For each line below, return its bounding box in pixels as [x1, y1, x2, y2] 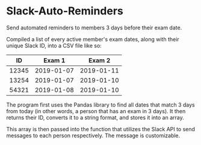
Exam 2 [88, 56, 111, 64]
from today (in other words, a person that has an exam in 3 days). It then [6, 107, 186, 114]
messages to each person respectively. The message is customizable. [6, 132, 181, 139]
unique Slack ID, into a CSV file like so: [6, 42, 102, 49]
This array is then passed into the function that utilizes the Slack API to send [6, 125, 196, 132]
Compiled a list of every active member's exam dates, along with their [6, 35, 179, 43]
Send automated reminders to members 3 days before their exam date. [6, 24, 182, 31]
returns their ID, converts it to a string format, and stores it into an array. [6, 114, 185, 121]
